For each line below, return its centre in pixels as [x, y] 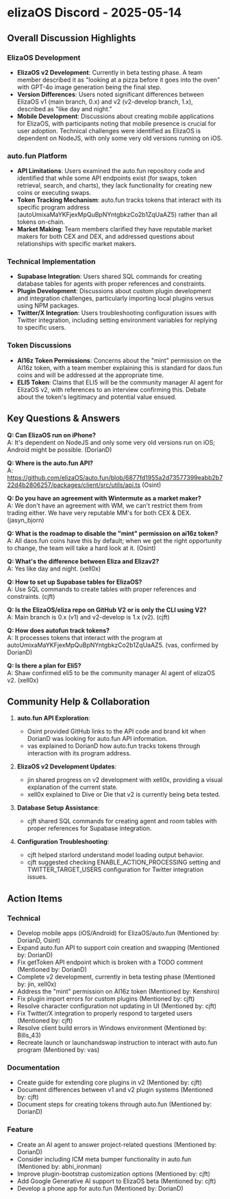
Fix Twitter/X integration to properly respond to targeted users [105, 1014]
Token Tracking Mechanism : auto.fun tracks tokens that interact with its [119, 200]
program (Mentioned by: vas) [58, 1050]
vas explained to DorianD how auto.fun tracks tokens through [114, 746]
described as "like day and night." [65, 109]
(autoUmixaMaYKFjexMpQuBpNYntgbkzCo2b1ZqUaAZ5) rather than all [117, 215]
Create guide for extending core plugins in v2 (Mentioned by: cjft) [110, 1082]
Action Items [35, 899]
